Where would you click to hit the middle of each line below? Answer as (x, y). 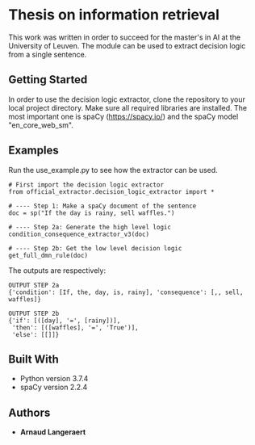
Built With (33, 359)
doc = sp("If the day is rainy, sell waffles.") (92, 213)
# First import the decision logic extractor (86, 185)
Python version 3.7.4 (54, 379)
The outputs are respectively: (57, 270)
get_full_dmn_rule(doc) (48, 255)
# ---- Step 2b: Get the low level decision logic (95, 248)
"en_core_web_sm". (41, 125)
